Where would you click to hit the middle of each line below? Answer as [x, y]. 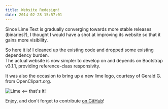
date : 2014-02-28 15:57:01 [34, 15]
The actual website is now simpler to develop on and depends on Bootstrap [84, 60]
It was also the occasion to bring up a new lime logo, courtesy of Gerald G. [83, 76]
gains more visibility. [27, 40]
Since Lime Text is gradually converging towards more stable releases [78, 29]
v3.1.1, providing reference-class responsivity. [53, 66]
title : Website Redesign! [32, 10]
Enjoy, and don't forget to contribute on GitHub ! [55, 101]
